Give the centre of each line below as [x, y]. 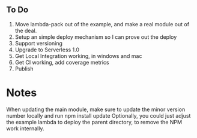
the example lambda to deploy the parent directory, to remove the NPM [94, 122]
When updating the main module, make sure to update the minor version [96, 109]
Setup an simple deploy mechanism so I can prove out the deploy [96, 37]
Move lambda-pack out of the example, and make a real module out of [102, 24]
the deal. [26, 30]
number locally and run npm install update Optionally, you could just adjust [98, 115]
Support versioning [39, 43]
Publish [24, 69]
